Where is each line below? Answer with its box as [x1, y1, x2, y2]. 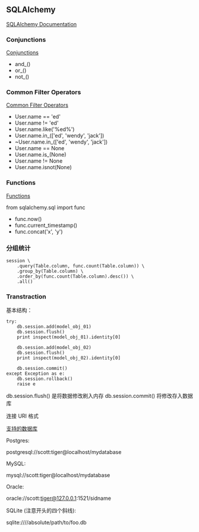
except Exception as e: [6, 371, 65, 377]
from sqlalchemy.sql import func [6, 204, 86, 211]
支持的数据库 [6, 425, 37, 433]
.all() [17, 279, 33, 285]
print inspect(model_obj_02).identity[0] [17, 355, 121, 361]
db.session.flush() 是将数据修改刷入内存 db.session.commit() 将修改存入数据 [6, 393, 193, 400]
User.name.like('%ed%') [14, 126, 75, 133]
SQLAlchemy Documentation [6, 20, 77, 27]
